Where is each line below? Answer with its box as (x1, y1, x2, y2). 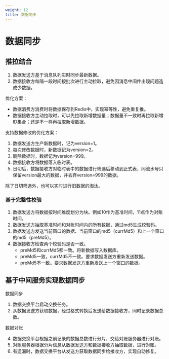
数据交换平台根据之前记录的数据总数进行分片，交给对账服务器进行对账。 (12, 335, 163, 341)
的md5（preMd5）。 (12, 234, 54, 240)
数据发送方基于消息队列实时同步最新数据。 (12, 71, 102, 78)
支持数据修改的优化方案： (5, 129, 59, 135)
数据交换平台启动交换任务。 (12, 301, 71, 307)
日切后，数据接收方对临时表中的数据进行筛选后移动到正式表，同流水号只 (12, 165, 163, 171)
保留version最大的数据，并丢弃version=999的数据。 (12, 172, 121, 178)
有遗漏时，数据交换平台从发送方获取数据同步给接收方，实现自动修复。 (12, 348, 159, 354)
